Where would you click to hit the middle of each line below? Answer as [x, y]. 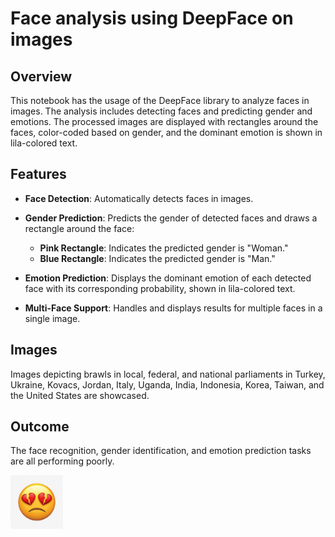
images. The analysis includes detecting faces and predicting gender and [161, 111]
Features [38, 174]
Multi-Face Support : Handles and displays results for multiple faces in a [173, 308]
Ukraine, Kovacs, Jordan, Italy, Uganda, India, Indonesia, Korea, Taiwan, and [167, 384]
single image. [52, 318]
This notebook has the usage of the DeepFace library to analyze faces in [160, 100]
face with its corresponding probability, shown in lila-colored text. [160, 288]
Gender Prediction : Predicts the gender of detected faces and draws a [171, 218]
